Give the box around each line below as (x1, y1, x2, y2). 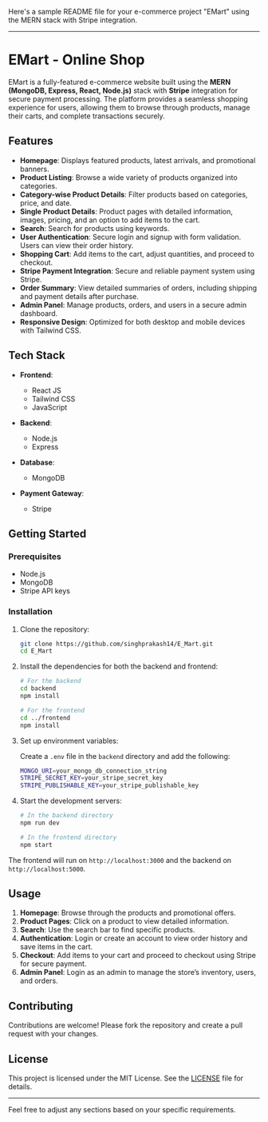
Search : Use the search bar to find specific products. (19, 925, 195, 935)
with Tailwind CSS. (19, 325, 81, 335)
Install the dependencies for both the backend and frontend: (19, 661, 219, 671)
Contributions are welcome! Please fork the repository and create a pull (8, 1020, 243, 1030)
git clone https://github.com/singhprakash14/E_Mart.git (19, 640, 214, 648)
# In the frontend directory (19, 833, 117, 841)
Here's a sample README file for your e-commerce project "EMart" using (8, 7, 250, 16)
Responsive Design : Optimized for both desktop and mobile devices (19, 317, 246, 326)
